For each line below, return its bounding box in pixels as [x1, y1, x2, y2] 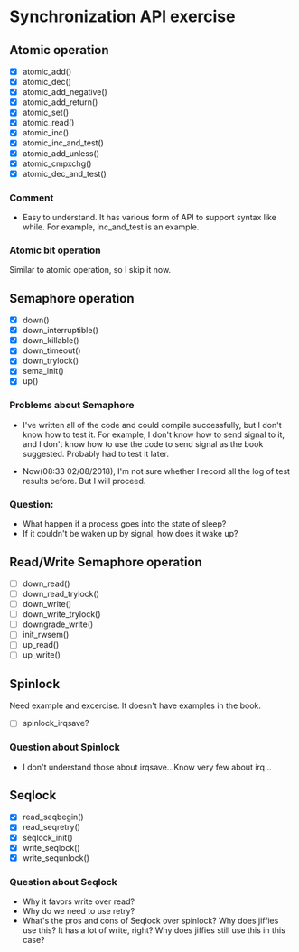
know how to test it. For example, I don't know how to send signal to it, [22, 429, 285, 440]
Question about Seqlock [9, 875, 117, 888]
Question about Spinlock [9, 741, 120, 753]
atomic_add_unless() [22, 147, 100, 159]
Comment [9, 191, 54, 204]
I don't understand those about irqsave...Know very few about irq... [22, 761, 273, 772]
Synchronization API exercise [9, 6, 236, 27]
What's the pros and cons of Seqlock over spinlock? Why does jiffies [22, 915, 279, 927]
